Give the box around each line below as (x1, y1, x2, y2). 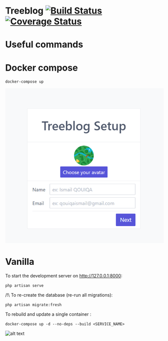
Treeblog (5, 5, 44, 17)
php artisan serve (5, 283, 44, 288)
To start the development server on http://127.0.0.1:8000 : (5, 272, 123, 278)
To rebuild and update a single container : (5, 311, 92, 317)
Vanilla (5, 256, 34, 267)
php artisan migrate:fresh (5, 302, 62, 307)
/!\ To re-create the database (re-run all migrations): (5, 292, 113, 298)
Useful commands (5, 39, 83, 50)
